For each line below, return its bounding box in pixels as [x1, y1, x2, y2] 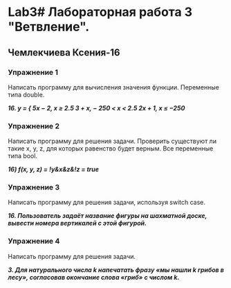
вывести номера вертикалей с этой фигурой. [8, 219, 147, 228]
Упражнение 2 [8, 121, 60, 130]
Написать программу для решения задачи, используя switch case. [8, 198, 206, 207]
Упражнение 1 [8, 67, 58, 77]
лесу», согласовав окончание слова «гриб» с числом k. [8, 273, 180, 281]
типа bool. [8, 152, 37, 160]
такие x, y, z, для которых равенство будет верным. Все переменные [8, 144, 214, 153]
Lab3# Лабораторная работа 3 [8, 4, 193, 20]
